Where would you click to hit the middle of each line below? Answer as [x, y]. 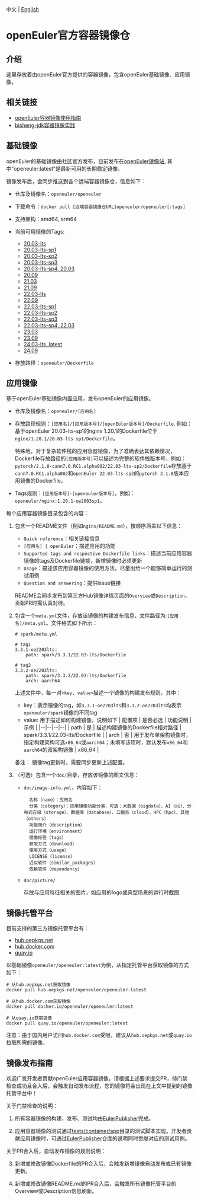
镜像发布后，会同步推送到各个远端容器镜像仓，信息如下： [76, 181]
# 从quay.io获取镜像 [29, 1018]
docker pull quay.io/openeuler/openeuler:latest [67, 1023]
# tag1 [23, 645]
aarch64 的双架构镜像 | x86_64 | [61, 750]
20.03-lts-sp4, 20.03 [49, 269]
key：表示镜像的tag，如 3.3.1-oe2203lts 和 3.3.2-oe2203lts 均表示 [103, 706]
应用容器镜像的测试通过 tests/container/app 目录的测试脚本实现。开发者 [101, 1131]
